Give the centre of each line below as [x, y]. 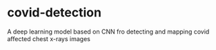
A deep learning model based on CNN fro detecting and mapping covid [108, 32]
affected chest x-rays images [49, 38]
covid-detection [55, 13]
